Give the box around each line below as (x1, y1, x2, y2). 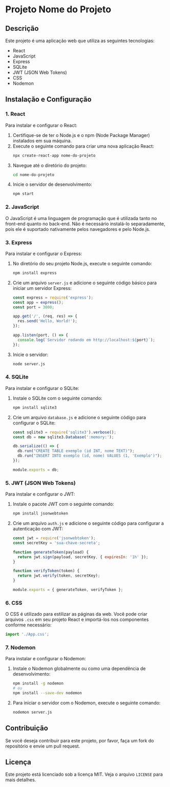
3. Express (5, 239, 32, 246)
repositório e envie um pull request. (5, 743, 80, 749)
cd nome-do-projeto (12, 172, 55, 178)
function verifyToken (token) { (12, 568, 80, 574)
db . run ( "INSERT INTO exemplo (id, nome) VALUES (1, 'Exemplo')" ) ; (17, 453, 162, 459)
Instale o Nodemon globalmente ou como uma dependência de (12, 665, 146, 672)
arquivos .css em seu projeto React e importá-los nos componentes (5, 617, 149, 623)
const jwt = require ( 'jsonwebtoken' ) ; (12, 536, 96, 541)
